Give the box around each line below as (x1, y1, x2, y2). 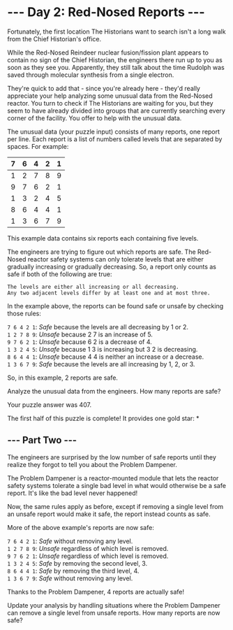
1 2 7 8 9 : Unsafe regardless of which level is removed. (7, 544, 169, 552)
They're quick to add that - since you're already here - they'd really (7, 84, 201, 92)
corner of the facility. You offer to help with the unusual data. (7, 113, 182, 122)
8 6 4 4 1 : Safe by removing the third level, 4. (7, 566, 140, 575)
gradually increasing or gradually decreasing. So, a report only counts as (7, 262, 216, 271)
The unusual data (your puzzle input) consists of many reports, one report (7, 127, 220, 136)
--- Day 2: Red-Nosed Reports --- (7, 4, 205, 20)
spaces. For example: (7, 142, 69, 150)
